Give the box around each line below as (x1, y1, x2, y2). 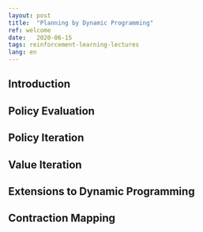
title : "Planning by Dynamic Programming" (8, 19, 154, 27)
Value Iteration (8, 158, 82, 171)
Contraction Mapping (8, 211, 116, 225)
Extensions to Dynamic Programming (8, 185, 195, 198)
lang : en (8, 48, 37, 56)
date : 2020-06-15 (8, 33, 73, 42)
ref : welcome (8, 26, 51, 34)
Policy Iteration (8, 131, 85, 144)
